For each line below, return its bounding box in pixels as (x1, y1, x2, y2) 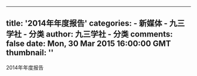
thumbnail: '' (6, 48, 54, 58)
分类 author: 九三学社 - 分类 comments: (28, 30, 173, 39)
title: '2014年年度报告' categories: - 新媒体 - (6, 19, 168, 28)
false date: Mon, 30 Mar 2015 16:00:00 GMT (6, 39, 171, 49)
